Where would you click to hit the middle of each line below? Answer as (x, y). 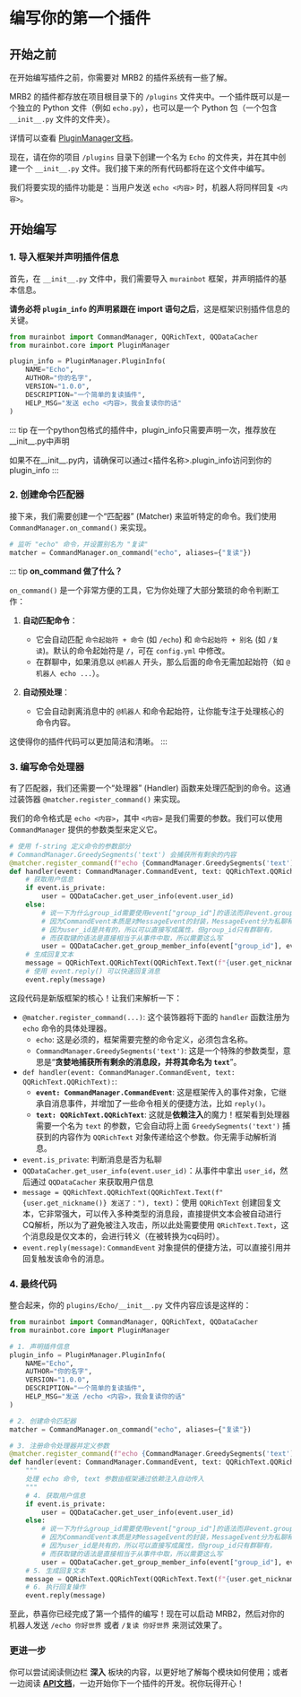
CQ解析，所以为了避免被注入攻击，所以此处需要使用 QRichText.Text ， (151, 1225)
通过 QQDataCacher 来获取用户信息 (92, 1182)
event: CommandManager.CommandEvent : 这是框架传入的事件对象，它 (157, 1092)
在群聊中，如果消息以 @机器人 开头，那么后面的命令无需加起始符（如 (160, 662)
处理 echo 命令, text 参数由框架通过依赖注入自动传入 (115, 1479)
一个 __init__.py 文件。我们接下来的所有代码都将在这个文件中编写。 (143, 168)
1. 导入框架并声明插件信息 (64, 257)
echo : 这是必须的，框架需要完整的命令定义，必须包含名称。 (144, 1039)
